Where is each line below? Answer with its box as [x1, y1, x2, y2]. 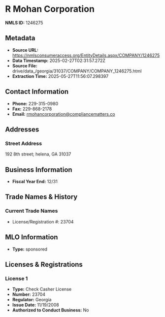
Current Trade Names [5, 208, 58, 215]
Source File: [12, 63, 38, 68]
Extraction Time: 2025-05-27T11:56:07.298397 [12, 73, 109, 79]
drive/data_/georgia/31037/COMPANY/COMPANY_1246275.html [12, 68, 142, 74]
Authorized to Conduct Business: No [12, 307, 89, 313]
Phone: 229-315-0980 [12, 100, 58, 106]
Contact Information [5, 88, 69, 96]
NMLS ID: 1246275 [5, 20, 43, 26]
